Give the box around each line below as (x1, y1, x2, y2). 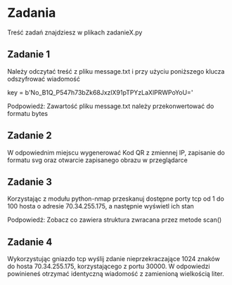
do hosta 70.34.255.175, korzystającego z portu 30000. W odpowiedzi (7, 262, 210, 271)
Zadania (7, 5, 56, 21)
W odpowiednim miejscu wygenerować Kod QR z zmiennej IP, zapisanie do (7, 148, 225, 157)
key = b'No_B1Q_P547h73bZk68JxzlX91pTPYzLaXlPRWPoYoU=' (7, 88, 193, 96)
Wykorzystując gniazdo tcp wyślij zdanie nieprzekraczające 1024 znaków (7, 255, 220, 263)
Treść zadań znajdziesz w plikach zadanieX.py (7, 28, 143, 37)
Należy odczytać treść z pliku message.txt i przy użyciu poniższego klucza (7, 67, 225, 75)
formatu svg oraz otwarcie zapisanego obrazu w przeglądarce (7, 156, 188, 164)
